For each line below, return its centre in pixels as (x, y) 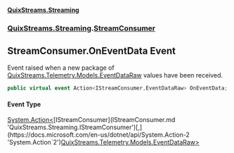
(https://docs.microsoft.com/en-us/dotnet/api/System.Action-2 (98, 135)
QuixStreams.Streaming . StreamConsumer (82, 28)
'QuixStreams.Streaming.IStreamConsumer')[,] (75, 128)
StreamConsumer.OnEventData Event (91, 50)
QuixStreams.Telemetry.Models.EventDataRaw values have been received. (115, 75)
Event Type (24, 104)
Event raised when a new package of (61, 68)
